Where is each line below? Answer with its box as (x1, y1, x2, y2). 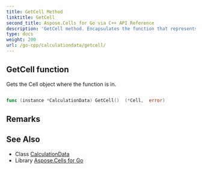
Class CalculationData (14, 150, 70, 157)
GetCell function (6, 64, 69, 75)
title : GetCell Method (6, 8, 63, 15)
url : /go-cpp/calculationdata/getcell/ (6, 43, 106, 49)
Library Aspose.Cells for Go (14, 157, 84, 164)
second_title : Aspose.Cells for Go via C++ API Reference (6, 20, 155, 26)
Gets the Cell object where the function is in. (6, 80, 117, 88)
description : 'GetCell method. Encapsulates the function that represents (6, 25, 198, 32)
